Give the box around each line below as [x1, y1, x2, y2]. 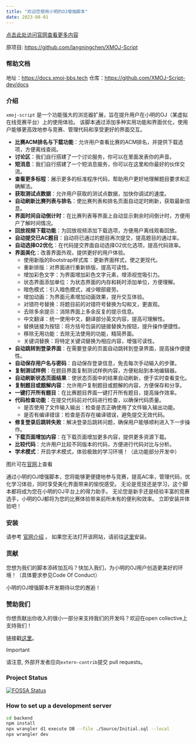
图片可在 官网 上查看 [6, 461, 53, 468]
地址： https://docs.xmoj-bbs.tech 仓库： [6, 74, 105, 81]
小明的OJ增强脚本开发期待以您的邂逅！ [6, 584, 101, 591]
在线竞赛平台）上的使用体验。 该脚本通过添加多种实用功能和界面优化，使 [6, 119, 183, 126]
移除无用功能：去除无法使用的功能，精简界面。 [23, 330, 137, 337]
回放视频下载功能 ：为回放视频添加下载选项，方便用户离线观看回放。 [14, 227, 180, 234]
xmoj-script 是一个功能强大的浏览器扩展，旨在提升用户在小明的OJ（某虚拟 [6, 111, 188, 119]
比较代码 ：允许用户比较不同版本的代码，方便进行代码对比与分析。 [14, 440, 175, 448]
